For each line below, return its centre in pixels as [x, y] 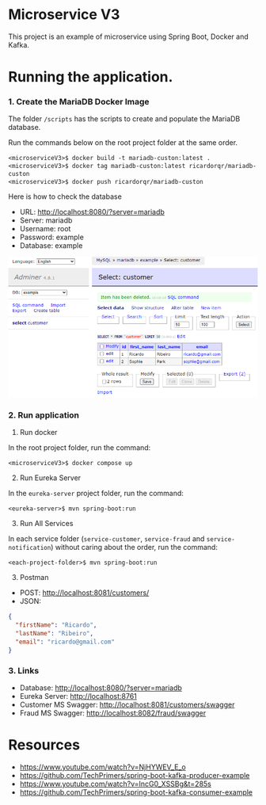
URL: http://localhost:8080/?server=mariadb [92, 212]
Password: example [52, 237]
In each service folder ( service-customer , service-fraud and [106, 539]
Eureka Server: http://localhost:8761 [78, 696]
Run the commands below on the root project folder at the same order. [123, 143]
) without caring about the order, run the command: [134, 547]
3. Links [24, 670]
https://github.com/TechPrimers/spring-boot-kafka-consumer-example [136, 792]
